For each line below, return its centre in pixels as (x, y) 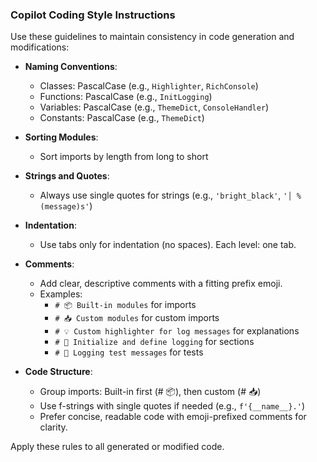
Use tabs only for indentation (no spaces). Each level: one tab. (168, 245)
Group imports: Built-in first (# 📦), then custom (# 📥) (150, 392)
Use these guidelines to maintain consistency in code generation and (152, 37)
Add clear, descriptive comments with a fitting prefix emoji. (161, 284)
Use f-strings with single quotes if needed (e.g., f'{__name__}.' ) (172, 406)
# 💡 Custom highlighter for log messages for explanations (177, 331)
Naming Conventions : (71, 67)
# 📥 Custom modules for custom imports (137, 318)
